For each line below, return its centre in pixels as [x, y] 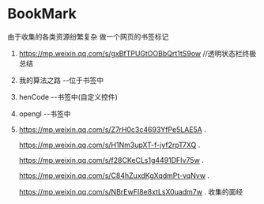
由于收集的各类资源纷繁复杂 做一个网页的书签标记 [88, 36]
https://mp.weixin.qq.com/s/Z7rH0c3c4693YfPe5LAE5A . [112, 129]
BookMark [42, 14]
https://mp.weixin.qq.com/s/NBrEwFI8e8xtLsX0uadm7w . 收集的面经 [131, 191]
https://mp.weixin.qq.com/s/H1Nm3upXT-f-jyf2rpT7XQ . [109, 145]
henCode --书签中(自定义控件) [68, 96]
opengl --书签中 [45, 113]
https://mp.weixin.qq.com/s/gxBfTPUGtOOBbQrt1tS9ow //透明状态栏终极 [138, 53]
